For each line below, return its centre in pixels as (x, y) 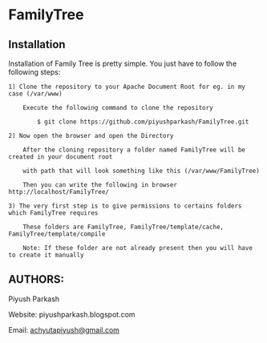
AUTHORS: (36, 279)
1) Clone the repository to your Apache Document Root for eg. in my (127, 87)
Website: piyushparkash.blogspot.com (72, 314)
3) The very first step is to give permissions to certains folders (125, 206)
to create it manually (46, 255)
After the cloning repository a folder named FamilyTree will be (134, 150)
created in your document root (61, 157)
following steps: (34, 72)
